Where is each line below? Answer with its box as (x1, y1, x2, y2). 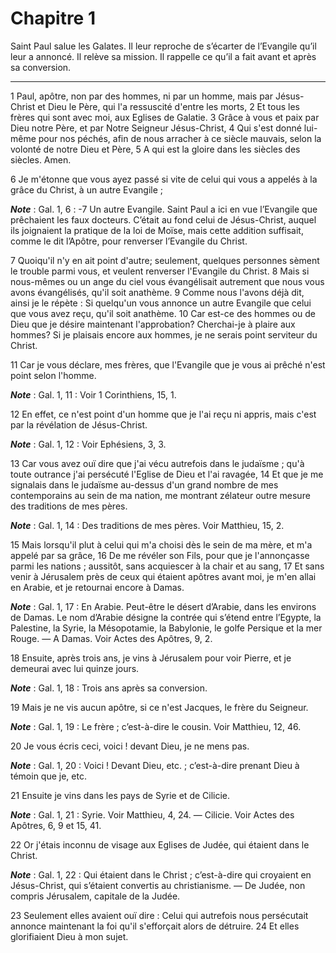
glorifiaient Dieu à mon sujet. (10, 930, 129, 942)
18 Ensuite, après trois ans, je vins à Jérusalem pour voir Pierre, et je (10, 652, 292, 664)
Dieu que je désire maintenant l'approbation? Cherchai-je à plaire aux (10, 318, 296, 330)
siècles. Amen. (10, 153, 72, 166)
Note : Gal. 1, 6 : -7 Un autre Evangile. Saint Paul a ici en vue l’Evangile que (10, 203, 318, 215)
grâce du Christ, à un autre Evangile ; (10, 183, 164, 196)
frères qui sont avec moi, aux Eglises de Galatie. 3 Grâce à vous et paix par (10, 111, 320, 123)
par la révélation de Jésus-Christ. (10, 418, 148, 431)
